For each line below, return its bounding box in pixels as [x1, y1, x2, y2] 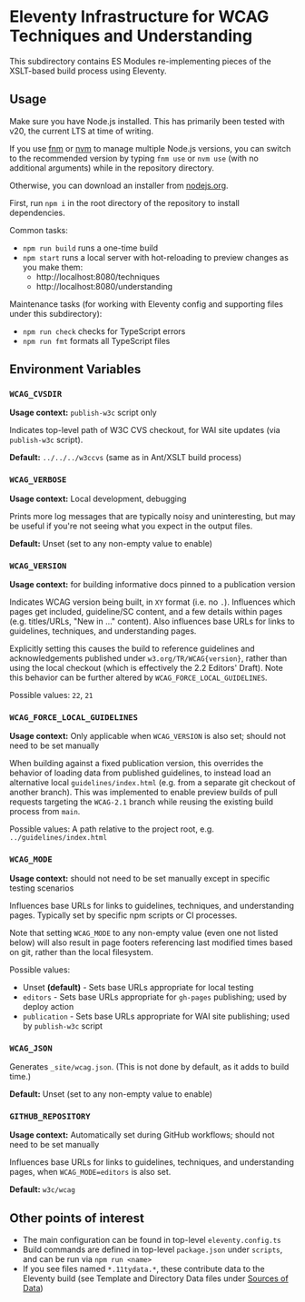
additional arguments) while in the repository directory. [9, 162, 215, 173]
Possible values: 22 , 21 [9, 690, 93, 701]
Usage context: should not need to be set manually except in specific [9, 873, 271, 883]
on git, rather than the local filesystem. [9, 946, 154, 957]
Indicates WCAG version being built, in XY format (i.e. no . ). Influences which [9, 597, 296, 607]
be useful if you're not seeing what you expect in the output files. [9, 520, 253, 531]
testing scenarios [9, 883, 74, 893]
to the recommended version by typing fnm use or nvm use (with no [9, 153, 259, 163]
